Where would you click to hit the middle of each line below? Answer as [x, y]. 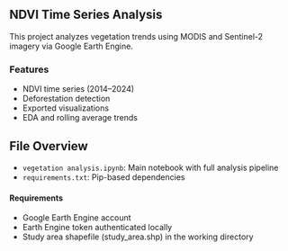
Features [29, 69]
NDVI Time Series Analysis [86, 15]
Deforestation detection [66, 99]
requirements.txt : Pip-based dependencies [103, 177]
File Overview [49, 146]
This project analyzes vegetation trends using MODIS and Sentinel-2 [136, 36]
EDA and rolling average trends [80, 118]
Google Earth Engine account [77, 218]
